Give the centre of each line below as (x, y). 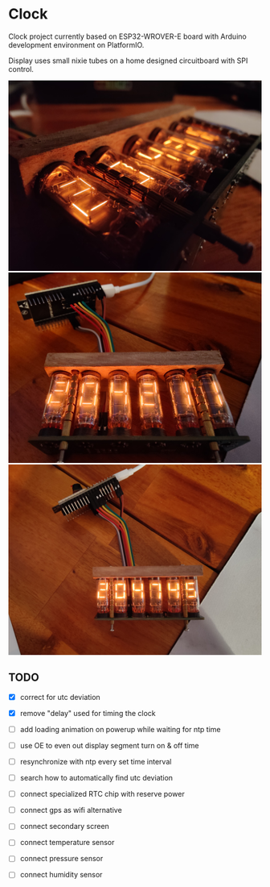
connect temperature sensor (67, 843)
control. (21, 69)
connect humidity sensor (61, 875)
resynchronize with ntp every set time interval (96, 762)
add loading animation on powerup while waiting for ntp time (120, 729)
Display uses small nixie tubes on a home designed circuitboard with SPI (128, 60)
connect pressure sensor (61, 859)
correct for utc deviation (60, 697)
